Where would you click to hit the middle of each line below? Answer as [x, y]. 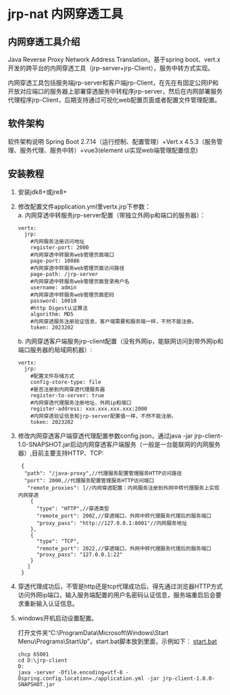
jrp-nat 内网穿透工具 [66, 14]
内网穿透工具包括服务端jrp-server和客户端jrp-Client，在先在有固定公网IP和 [113, 83]
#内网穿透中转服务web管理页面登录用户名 [80, 281]
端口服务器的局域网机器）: [55, 350]
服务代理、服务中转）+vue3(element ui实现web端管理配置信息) [109, 150]
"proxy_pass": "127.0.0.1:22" [79, 555]
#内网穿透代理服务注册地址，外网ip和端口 [81, 403]
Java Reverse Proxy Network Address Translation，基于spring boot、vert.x [114, 60]
